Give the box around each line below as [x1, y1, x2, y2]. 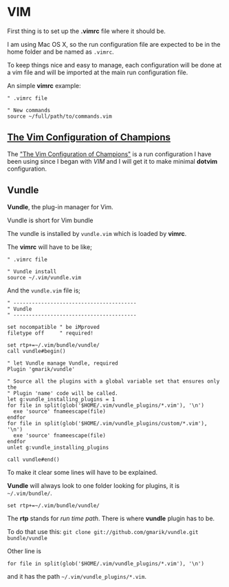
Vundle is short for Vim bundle [7, 216, 94, 224]
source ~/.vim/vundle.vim [7, 274, 81, 281]
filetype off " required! [7, 330, 94, 337]
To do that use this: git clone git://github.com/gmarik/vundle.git [7, 527, 199, 535]
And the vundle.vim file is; [7, 286, 81, 295]
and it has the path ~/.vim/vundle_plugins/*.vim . [7, 572, 146, 580]
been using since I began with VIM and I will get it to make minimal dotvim [7, 157, 218, 165]
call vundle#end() [7, 456, 60, 463]
